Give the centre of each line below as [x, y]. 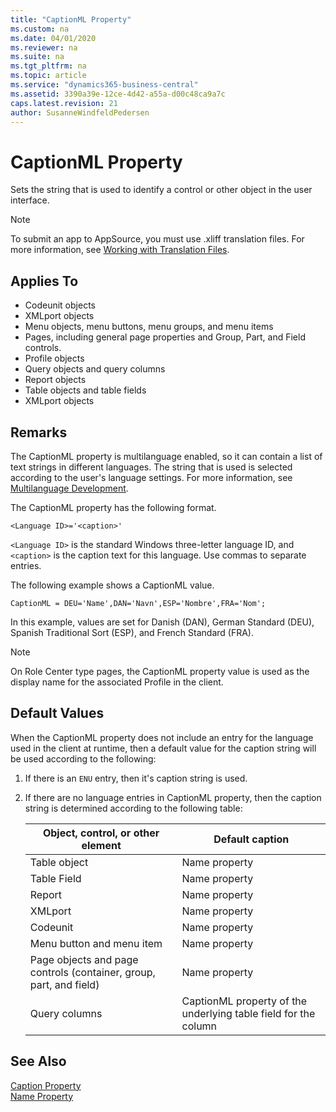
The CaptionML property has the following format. [113, 507]
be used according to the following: [83, 758]
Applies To [44, 281]
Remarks [39, 432]
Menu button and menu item [96, 943]
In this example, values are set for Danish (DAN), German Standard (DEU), [162, 622]
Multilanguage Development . [69, 488]
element [101, 845]
